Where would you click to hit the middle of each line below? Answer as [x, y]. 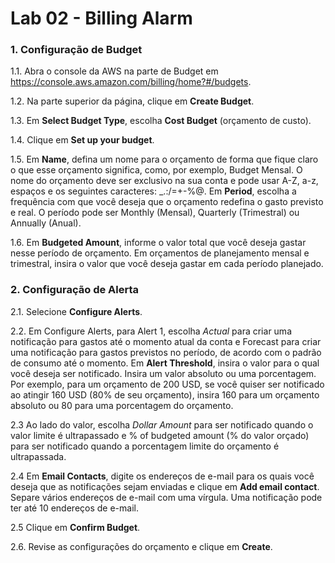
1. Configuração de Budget [76, 50]
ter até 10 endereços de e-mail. [74, 508]
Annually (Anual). [46, 223]
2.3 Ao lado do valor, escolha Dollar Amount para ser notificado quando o [162, 424]
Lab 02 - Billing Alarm [101, 18]
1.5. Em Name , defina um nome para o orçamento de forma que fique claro [164, 159]
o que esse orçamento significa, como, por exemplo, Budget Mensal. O [156, 170]
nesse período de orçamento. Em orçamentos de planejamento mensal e [160, 253]
